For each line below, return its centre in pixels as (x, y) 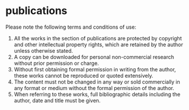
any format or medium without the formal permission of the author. (94, 88)
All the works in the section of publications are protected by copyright (98, 38)
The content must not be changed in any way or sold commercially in (97, 82)
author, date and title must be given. (57, 100)
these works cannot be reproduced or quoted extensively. (84, 75)
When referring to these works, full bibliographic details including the (97, 94)
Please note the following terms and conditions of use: (71, 27)
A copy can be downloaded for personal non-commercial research (94, 57)
